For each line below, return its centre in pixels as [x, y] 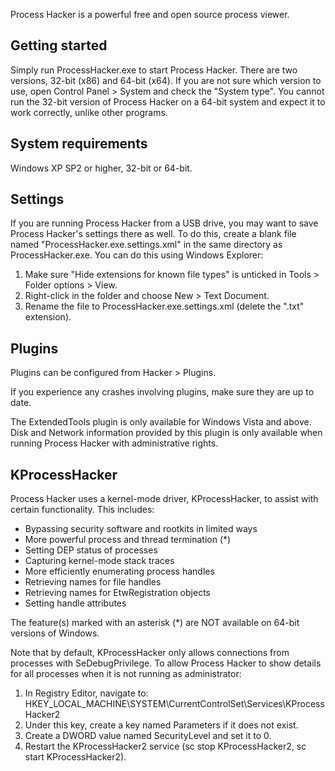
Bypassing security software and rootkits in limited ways [141, 529]
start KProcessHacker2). [75, 757]
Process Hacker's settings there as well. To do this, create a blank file [153, 234]
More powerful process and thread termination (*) [128, 540]
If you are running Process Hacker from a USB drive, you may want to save [164, 223]
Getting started [59, 45]
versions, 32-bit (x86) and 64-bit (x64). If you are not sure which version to [166, 80]
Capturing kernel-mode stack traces [99, 561]
